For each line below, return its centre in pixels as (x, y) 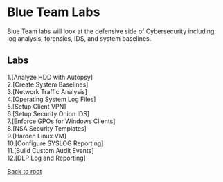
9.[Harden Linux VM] (37, 136)
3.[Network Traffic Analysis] (47, 91)
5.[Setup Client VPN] (37, 106)
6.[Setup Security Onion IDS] (48, 113)
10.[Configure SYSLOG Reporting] (55, 143)
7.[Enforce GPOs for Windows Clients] (61, 121)
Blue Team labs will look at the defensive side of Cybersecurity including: (112, 31)
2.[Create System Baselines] (48, 84)
